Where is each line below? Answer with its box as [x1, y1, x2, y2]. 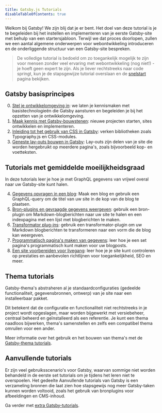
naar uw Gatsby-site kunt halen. [5, 181, 69, 187]
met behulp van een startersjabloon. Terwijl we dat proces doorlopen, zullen [5, 35, 158, 41]
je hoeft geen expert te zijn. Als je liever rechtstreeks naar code [16, 65, 144, 71]
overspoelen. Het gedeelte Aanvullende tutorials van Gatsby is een [5, 377, 138, 383]
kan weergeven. [12, 232, 45, 238]
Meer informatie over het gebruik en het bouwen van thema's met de [5, 335, 143, 341]
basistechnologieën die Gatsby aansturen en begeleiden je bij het [12, 108, 143, 114]
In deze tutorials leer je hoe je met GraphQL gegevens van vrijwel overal [5, 176, 149, 182]
